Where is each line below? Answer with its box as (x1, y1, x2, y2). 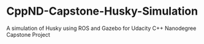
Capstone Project (6, 31, 50, 38)
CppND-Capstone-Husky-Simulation (6, 4, 198, 18)
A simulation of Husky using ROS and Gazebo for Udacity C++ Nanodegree (6, 24, 197, 32)
